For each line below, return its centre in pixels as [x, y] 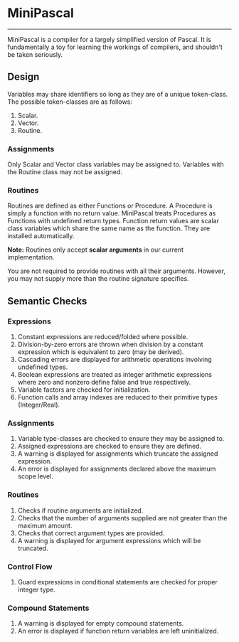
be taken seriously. [35, 54]
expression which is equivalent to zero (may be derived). [101, 352]
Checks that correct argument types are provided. [91, 533]
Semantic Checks [47, 301]
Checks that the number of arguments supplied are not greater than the [122, 518]
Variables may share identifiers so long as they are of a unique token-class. [118, 94]
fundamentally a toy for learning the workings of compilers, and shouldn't [115, 47]
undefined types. [43, 367]
